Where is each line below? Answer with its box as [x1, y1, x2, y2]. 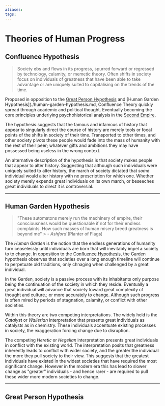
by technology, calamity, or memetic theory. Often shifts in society [17, 71, 151, 77]
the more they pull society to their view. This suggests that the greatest [5, 353, 149, 359]
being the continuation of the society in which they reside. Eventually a [5, 281, 148, 287]
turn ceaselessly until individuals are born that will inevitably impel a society [5, 246, 159, 252]
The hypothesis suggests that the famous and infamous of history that [5, 121, 147, 127]
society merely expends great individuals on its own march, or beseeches [5, 178, 154, 184]
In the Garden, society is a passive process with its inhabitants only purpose [5, 276, 159, 282]
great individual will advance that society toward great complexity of [5, 287, 144, 293]
